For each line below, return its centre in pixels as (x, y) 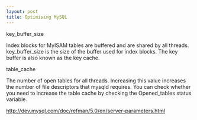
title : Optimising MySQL (37, 17)
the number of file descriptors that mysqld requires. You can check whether (98, 86)
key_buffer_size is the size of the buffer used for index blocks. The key (92, 51)
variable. (17, 99)
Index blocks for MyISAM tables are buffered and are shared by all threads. (98, 45)
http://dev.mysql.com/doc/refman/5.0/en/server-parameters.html (86, 111)
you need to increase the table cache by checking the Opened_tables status (99, 93)
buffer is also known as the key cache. (53, 58)
